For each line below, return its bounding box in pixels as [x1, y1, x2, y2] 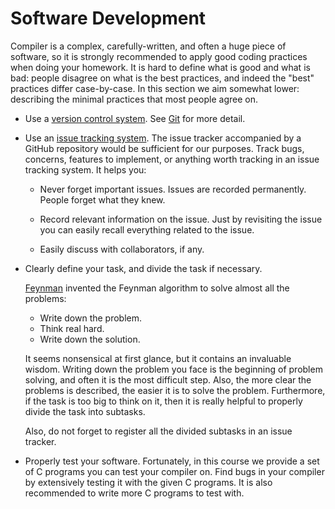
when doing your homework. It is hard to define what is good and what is [10, 61, 311, 73]
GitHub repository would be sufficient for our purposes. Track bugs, [24, 142, 305, 154]
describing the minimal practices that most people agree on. [10, 93, 259, 105]
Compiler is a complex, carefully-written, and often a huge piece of [10, 40, 287, 52]
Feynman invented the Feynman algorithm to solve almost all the [24, 282, 290, 294]
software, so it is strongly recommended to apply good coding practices [10, 50, 308, 62]
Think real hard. [39, 322, 105, 334]
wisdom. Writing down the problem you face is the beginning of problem [24, 363, 323, 375]
